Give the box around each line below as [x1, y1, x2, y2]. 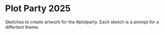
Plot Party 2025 [5, 3, 71, 14]
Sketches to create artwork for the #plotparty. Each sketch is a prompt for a [5, 19, 159, 25]
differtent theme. [5, 24, 40, 30]
